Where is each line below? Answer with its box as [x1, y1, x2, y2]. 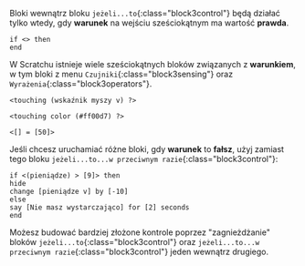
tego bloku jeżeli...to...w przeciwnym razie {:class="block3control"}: [9, 154, 279, 164]
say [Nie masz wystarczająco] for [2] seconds [9, 203, 190, 212]
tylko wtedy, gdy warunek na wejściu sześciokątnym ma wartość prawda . [9, 17, 289, 28]
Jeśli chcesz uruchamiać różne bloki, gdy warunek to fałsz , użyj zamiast [9, 144, 285, 154]
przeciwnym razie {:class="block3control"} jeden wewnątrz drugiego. [9, 246, 269, 257]
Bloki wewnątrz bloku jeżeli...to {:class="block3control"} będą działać [9, 8, 281, 18]
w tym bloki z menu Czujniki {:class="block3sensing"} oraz [9, 68, 234, 79]
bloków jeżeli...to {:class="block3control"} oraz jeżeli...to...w [9, 237, 260, 247]
